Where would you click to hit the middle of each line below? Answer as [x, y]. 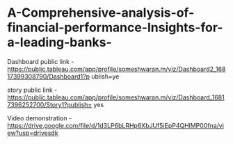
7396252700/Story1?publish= [50, 104]
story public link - [32, 90]
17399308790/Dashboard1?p [49, 76]
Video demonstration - [39, 118]
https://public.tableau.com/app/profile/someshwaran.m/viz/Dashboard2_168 [116, 69]
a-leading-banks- [60, 42]
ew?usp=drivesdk [33, 133]
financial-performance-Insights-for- [115, 27]
